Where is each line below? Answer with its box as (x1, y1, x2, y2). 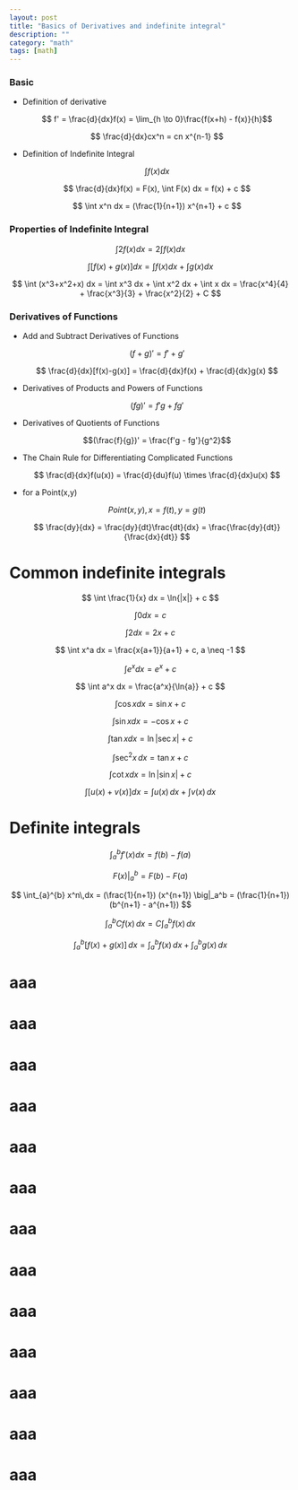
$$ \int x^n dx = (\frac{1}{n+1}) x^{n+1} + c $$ (72, 201, 242, 212)
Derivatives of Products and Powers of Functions (21, 383, 203, 394)
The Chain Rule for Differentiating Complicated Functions (21, 452, 234, 463)
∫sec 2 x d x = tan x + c (112, 750, 189, 762)
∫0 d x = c (133, 609, 167, 620)
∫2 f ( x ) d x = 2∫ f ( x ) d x (115, 243, 186, 254)
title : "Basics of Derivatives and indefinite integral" (9, 22, 226, 30)
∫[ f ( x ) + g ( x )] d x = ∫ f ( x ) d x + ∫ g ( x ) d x (87, 261, 214, 272)
